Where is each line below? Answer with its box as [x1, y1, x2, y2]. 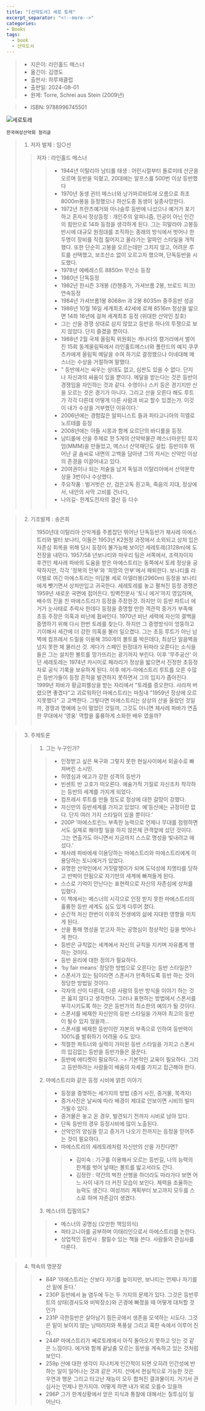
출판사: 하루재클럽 [30, 76, 73, 83]
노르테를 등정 [60, 419, 93, 426]
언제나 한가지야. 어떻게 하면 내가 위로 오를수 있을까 [62, 1382, 182, 1390]
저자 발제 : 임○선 [30, 141, 71, 148]
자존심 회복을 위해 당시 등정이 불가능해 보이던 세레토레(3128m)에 [36, 543, 191, 551]
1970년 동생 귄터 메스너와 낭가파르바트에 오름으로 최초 [60, 190, 190, 197]
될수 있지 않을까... [67, 1017, 110, 1025]
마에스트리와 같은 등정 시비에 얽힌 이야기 [45, 1076, 142, 1084]
